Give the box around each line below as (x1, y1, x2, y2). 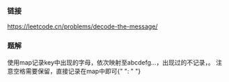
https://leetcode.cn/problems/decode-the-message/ (7, 22, 158, 31)
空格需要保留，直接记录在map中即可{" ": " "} (13, 67, 141, 75)
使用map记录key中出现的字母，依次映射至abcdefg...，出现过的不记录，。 (7, 58, 214, 67)
